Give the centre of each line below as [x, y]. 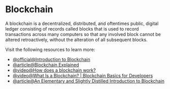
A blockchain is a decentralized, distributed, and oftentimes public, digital [82, 23]
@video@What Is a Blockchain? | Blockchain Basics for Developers [83, 75]
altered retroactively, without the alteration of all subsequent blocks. [77, 40]
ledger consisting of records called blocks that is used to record [72, 28]
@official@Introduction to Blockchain [51, 59]
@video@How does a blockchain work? [54, 70]
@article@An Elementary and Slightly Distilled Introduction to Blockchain [89, 81]
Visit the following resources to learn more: [50, 49]
